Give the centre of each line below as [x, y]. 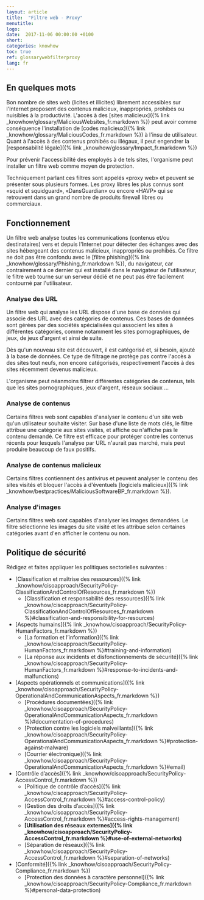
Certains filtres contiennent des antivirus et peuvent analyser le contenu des [102, 478]
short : [15, 40]
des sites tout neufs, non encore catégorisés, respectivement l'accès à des [100, 363]
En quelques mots [41, 88]
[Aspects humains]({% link [48, 625]
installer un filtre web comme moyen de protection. [70, 166]
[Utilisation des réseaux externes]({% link [78, 826]
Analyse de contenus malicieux [54, 465]
